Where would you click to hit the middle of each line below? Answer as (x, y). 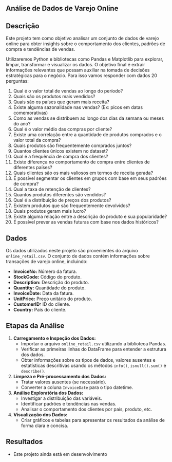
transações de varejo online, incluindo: (47, 262)
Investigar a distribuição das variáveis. (61, 398)
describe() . (33, 371)
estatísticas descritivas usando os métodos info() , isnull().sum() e (93, 365)
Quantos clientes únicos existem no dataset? (61, 151)
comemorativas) (31, 113)
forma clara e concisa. (45, 426)
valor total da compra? (37, 140)
